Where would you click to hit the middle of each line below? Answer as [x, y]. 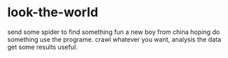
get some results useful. [42, 47]
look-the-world [53, 12]
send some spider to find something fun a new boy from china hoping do [114, 32]
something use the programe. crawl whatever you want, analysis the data [114, 39]
